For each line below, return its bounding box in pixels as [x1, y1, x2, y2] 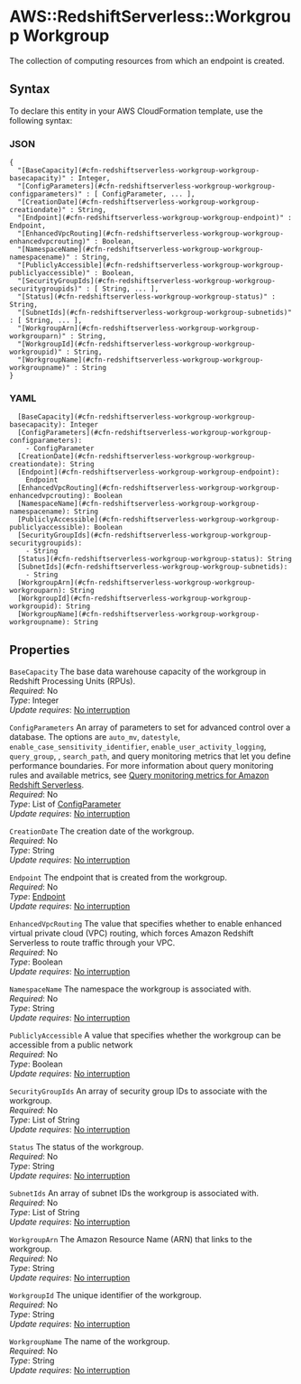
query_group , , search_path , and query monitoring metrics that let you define [9, 751, 291, 761]
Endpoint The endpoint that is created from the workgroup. [9, 872, 228, 883]
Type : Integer [9, 695, 59, 706]
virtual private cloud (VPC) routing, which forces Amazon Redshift [9, 927, 254, 939]
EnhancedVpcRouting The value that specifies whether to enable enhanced [9, 918, 282, 929]
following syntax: [9, 115, 73, 125]
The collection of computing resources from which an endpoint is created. [9, 55, 286, 66]
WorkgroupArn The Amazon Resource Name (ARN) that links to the [9, 1234, 252, 1245]
